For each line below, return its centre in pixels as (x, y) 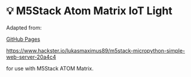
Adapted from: (24, 27)
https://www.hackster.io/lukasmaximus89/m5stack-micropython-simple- (96, 50)
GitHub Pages (23, 39)
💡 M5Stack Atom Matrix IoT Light (90, 11)
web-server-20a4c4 (31, 57)
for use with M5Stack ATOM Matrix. (50, 68)
